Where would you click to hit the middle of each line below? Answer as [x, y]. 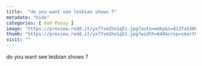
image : [14, 28]
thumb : [14, 34]
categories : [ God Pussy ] [40, 23]
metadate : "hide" [28, 17]
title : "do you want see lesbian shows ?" [62, 12]
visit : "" [19, 40]
